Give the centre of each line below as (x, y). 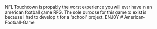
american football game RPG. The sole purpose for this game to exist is (76, 12)
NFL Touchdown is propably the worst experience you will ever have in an (78, 7)
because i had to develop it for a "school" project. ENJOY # (64, 17)
